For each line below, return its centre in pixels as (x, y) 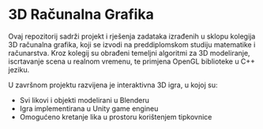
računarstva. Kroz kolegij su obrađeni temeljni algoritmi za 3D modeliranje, (129, 53)
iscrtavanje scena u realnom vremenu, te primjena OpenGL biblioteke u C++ (131, 61)
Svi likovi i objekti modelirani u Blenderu (85, 100)
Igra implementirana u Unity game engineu (89, 109)
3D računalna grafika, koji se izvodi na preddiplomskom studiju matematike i (132, 44)
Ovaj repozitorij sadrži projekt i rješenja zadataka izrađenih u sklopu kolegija (132, 36)
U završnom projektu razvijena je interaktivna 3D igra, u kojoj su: (113, 85)
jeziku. (19, 69)
